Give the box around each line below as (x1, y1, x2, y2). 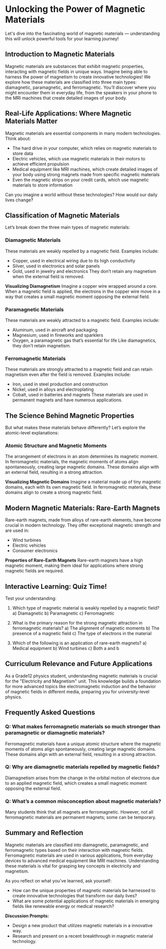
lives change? (5, 197, 34, 203)
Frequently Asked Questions (5, 708, 96, 717)
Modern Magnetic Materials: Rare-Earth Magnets (5, 504, 160, 512)
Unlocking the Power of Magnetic (5, 3, 146, 15)
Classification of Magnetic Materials (5, 211, 120, 219)
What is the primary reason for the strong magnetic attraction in (12, 620, 143, 626)
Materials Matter (5, 117, 58, 126)
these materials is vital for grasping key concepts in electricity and (5, 863, 141, 869)
